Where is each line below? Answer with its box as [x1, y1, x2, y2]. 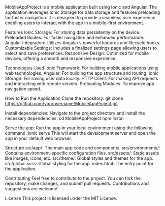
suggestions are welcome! [5, 186, 59, 191]
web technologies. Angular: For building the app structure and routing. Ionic [5, 70, 159, 76]
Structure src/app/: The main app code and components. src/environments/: [5, 145, 160, 150]
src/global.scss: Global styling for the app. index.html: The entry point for [5, 161, 154, 166]
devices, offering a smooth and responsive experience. [5, 56, 117, 61]
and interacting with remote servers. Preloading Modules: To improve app [5, 81, 155, 87]
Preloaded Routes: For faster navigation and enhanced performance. [5, 34, 144, 40]
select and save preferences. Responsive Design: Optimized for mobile [5, 50, 149, 56]
